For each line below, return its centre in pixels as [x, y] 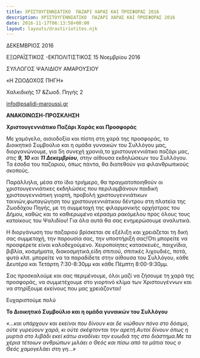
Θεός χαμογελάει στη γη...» [41, 349]
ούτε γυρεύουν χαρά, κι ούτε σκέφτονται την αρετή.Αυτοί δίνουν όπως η [97, 330]
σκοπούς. [18, 171]
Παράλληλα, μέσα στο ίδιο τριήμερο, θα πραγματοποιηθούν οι [85, 182]
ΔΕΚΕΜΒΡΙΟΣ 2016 [30, 46]
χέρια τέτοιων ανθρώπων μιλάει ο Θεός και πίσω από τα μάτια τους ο [94, 342]
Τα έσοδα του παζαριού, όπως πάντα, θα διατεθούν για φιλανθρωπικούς [98, 164]
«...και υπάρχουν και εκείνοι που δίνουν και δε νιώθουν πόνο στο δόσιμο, [98, 323]
